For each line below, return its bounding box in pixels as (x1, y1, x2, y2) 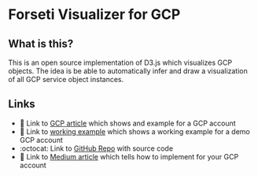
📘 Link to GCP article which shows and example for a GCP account (19, 118, 236, 128)
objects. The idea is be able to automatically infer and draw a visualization (8, 66, 248, 76)
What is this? (8, 37, 74, 51)
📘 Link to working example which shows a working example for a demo (19, 126, 250, 136)
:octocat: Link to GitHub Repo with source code (19, 144, 174, 153)
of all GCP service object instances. (8, 75, 124, 84)
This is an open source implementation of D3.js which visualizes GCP (8, 58, 233, 67)
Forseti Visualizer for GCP (8, 6, 181, 24)
